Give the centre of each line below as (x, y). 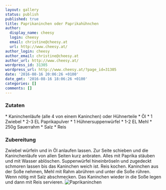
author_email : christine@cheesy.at (42, 56)
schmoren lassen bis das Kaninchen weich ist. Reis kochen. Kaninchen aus (82, 166)
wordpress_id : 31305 (27, 65)
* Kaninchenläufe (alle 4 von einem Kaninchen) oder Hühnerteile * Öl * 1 (79, 116)
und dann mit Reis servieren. (34, 182)
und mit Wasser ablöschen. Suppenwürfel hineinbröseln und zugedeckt (78, 161)
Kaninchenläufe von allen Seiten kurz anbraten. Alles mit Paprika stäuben (80, 156)
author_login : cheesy (28, 51)
